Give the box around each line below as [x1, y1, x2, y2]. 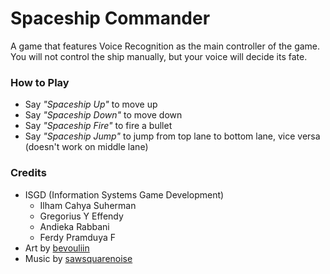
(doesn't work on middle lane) [24, 141, 149, 153]
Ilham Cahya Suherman [39, 199, 137, 211]
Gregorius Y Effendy [39, 210, 124, 222]
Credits [10, 166, 47, 180]
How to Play [10, 75, 70, 89]
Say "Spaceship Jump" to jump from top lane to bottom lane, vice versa [24, 130, 321, 142]
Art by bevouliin [24, 242, 90, 254]
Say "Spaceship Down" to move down [24, 109, 183, 121]
